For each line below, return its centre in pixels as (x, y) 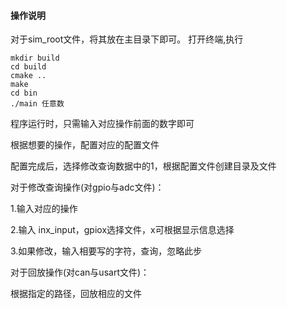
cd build (28, 67)
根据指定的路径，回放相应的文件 (76, 294)
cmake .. (28, 76)
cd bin (24, 93)
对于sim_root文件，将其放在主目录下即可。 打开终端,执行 (127, 39)
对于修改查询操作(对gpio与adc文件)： (87, 187)
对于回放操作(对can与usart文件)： (80, 272)
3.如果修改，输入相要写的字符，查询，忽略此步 (106, 251)
